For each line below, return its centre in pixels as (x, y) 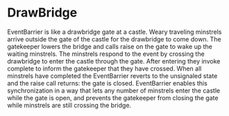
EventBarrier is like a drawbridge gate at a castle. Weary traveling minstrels (114, 32)
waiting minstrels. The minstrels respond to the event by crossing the (106, 54)
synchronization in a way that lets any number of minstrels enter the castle (114, 90)
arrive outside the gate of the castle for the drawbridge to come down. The (114, 39)
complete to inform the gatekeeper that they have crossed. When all (104, 68)
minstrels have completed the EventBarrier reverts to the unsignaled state (112, 76)
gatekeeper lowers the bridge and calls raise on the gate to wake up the (110, 46)
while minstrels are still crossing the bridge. (69, 105)
